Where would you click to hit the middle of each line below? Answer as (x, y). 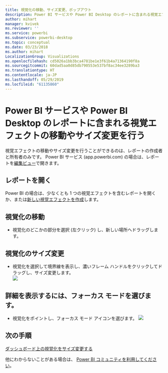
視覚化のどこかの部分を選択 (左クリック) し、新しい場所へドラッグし (83, 230)
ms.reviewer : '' (22, 29)
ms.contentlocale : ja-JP (31, 75)
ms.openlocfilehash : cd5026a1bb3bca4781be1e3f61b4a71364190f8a (72, 61)
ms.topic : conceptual (28, 43)
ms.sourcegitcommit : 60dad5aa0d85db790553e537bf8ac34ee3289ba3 (72, 66)
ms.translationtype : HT (30, 71)
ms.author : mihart (24, 52)
